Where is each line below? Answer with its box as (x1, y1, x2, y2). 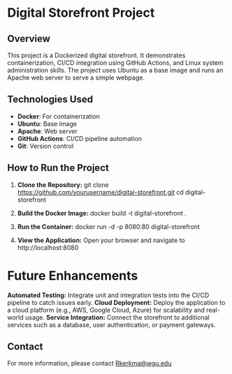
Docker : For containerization (17, 112, 100, 120)
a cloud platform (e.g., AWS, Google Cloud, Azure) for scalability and (7, 306, 205, 314)
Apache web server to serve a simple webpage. (7, 73, 145, 82)
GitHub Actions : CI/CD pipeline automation (17, 134, 142, 142)
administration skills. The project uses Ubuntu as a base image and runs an (7, 66, 224, 74)
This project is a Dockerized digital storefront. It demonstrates (7, 51, 186, 59)
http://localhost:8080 (17, 243, 79, 252)
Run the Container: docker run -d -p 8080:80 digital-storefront (17, 222, 201, 231)
